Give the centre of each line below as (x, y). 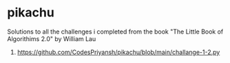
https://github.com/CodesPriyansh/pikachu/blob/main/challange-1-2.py (118, 52)
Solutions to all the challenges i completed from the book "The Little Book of (115, 32)
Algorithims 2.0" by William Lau (52, 38)
